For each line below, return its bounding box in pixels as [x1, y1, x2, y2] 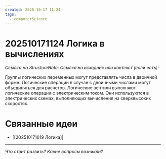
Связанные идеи [5, 118, 78, 129]
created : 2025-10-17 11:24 [5, 7, 61, 12]
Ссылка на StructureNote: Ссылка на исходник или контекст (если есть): [5, 65, 159, 71]
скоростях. [5, 101, 29, 106]
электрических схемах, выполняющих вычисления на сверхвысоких [5, 95, 151, 102]
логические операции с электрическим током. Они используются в [5, 90, 149, 96]
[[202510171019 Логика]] [12, 134, 64, 140]
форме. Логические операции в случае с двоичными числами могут [5, 80, 151, 86]
